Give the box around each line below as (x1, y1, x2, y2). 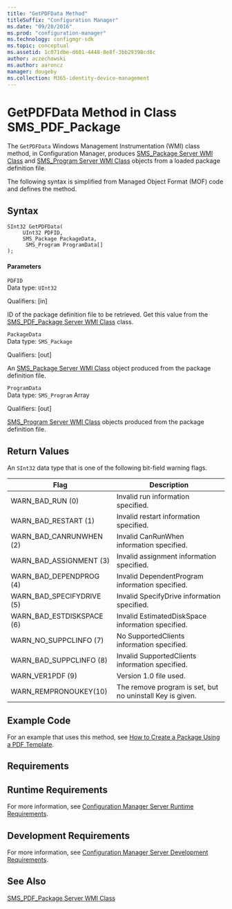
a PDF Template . (7, 740, 54, 748)
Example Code (7, 714, 71, 726)
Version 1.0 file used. (116, 671, 186, 681)
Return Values (7, 445, 70, 457)
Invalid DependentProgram (116, 572, 204, 581)
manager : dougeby (7, 68, 57, 75)
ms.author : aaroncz (7, 62, 64, 69)
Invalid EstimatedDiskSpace (116, 611, 207, 621)
